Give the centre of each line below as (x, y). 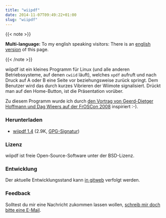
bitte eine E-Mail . (23, 210)
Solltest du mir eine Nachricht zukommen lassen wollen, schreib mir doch (83, 204)
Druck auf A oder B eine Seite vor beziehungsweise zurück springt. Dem (82, 81)
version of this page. (27, 50)
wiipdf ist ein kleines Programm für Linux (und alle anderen (67, 69)
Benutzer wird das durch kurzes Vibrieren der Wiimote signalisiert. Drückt (83, 86)
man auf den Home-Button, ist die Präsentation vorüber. (65, 91)
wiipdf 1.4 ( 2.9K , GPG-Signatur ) (46, 131)
